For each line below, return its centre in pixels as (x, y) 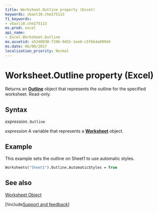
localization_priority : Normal (37, 51)
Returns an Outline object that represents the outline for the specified (76, 89)
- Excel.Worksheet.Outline (33, 37)
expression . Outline (25, 122)
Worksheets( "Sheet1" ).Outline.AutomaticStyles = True (61, 168)
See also (18, 183)
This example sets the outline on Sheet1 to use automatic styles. (70, 159)
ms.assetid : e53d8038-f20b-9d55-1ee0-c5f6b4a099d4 (58, 42)
